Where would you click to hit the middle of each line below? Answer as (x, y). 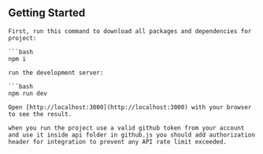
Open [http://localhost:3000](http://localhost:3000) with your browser (130, 107)
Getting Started (47, 13)
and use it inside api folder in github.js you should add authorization (132, 135)
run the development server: (56, 73)
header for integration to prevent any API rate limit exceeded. (117, 141)
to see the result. (40, 114)
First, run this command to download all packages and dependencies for (130, 31)
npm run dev (28, 93)
